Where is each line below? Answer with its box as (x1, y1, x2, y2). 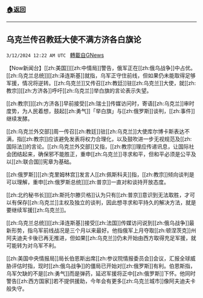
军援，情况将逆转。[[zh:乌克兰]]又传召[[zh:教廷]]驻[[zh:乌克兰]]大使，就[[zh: (6, 80, 196, 87)
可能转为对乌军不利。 (6, 242, 59, 249)
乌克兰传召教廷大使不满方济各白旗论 (6, 34, 141, 45)
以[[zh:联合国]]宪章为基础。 (6, 158, 75, 166)
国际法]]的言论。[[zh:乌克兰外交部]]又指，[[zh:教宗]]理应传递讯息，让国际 (6, 143, 189, 151)
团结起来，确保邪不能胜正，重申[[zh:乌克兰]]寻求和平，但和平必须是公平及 (11, 151, 196, 158)
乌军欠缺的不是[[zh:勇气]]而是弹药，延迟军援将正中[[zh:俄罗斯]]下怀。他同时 (6, 270, 196, 277)
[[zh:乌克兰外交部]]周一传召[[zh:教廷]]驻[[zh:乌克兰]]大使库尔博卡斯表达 (6, 128, 185, 135)
